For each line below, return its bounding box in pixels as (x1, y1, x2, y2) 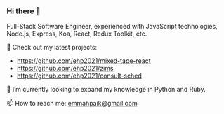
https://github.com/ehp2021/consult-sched (16, 71, 142, 80)
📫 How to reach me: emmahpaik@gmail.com (6, 99, 138, 108)
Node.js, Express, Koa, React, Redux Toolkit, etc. (6, 29, 147, 38)
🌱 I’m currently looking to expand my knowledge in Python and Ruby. (6, 85, 206, 94)
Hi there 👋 (6, 6, 41, 16)
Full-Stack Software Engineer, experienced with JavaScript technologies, (6, 22, 218, 31)
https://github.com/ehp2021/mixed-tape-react (16, 57, 152, 65)
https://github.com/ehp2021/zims (16, 64, 114, 73)
